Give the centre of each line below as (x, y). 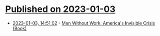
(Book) (19, 28)
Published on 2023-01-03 (60, 9)
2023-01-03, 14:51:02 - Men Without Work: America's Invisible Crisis (84, 23)
